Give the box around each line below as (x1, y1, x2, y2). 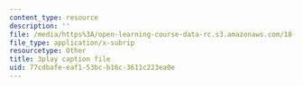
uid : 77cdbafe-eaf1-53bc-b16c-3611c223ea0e (9, 64, 176, 73)
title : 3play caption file (9, 55, 111, 64)
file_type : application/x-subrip (9, 38, 135, 47)
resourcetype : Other (9, 47, 87, 56)
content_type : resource (9, 13, 99, 22)
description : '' (9, 21, 70, 30)
